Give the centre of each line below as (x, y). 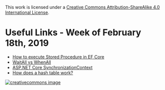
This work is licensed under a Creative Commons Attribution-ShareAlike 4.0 (82, 7)
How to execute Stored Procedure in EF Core (58, 57)
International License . (27, 12)
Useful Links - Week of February (73, 33)
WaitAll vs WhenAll (32, 62)
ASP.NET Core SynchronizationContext (52, 67)
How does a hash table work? (43, 73)
